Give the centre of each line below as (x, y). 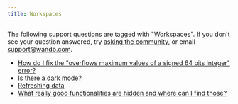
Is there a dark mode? (49, 78)
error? (27, 70)
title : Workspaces (34, 14)
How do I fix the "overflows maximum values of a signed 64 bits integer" (124, 63)
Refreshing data (41, 85)
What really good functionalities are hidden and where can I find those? (122, 93)
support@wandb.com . (40, 49)
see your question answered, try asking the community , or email (101, 41)
